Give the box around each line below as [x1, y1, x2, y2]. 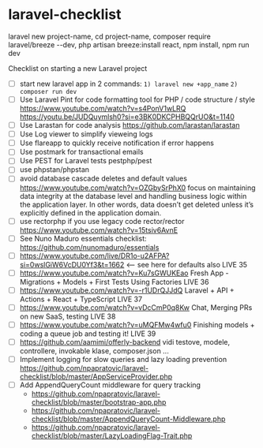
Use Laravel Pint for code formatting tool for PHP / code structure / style [19, 95, 255, 104]
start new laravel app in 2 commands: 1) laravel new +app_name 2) [19, 79, 239, 88]
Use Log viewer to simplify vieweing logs [19, 129, 153, 139]
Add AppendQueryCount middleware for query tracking [19, 380, 201, 390]
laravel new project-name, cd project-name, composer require [8, 32, 212, 41]
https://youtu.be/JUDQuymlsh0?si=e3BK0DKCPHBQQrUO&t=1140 [19, 112, 235, 121]
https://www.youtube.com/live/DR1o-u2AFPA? [19, 251, 170, 260]
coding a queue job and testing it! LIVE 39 [19, 329, 156, 338]
